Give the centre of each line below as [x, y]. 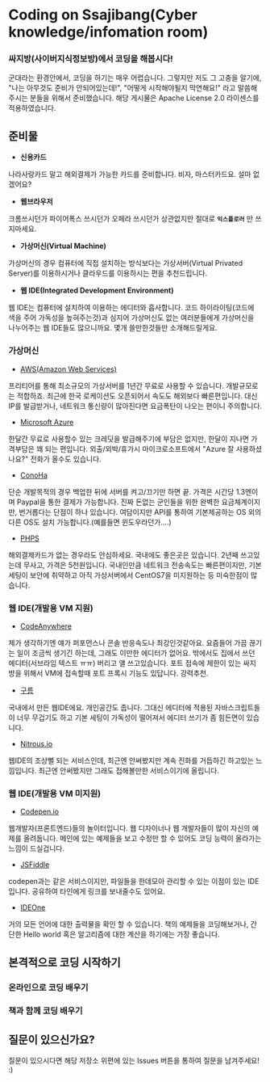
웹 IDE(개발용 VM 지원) [51, 608]
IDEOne [33, 907]
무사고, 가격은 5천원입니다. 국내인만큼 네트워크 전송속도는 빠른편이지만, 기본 [142, 565]
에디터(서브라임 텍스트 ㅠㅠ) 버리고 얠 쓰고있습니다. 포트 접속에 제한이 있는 [125, 663]
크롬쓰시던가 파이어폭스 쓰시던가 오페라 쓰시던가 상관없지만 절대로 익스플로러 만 [131, 219]
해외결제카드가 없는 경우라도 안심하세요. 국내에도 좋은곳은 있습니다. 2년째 [124, 554]
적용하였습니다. [32, 108]
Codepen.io [39, 812]
